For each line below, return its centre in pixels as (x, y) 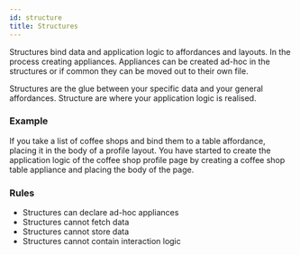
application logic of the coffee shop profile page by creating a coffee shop (147, 159)
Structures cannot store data (76, 232)
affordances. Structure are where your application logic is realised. (133, 98)
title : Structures (44, 26)
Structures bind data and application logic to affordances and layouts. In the (150, 51)
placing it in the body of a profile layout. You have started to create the (140, 150)
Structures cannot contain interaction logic (102, 241)
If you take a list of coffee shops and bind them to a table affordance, (137, 141)
